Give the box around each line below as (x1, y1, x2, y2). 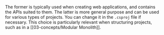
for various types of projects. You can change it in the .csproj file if (5, 14, 141, 20)
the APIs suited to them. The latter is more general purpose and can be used (5, 9, 159, 15)
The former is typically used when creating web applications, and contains (5, 4, 156, 10)
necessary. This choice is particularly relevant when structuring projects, (5, 19, 152, 25)
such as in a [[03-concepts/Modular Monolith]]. (5, 24, 101, 30)
